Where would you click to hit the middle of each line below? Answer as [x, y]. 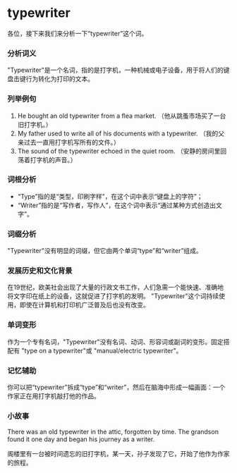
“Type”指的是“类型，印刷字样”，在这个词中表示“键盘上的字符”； [110, 196]
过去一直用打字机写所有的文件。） [72, 142]
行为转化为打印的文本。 [60, 79]
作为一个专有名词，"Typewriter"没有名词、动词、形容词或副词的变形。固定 [115, 342]
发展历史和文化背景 [40, 271]
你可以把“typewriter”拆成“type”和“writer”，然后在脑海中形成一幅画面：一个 [116, 387]
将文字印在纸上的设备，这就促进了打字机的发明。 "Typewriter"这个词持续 [113, 296]
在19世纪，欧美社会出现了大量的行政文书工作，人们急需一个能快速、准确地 [116, 288]
